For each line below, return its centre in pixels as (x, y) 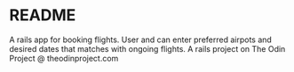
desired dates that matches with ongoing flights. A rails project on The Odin (147, 48)
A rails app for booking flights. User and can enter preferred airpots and (141, 40)
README (43, 15)
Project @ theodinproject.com (64, 58)
